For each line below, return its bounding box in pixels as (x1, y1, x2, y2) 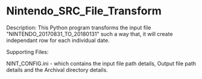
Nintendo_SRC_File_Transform (6, 4, 162, 18)
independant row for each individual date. (6, 37, 110, 44)
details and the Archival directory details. (6, 66, 109, 73)
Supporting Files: (6, 48, 49, 55)
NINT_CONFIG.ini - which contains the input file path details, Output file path (6, 60, 197, 67)
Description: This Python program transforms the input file (6, 24, 151, 31)
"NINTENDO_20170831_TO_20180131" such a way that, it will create (6, 30, 173, 37)
